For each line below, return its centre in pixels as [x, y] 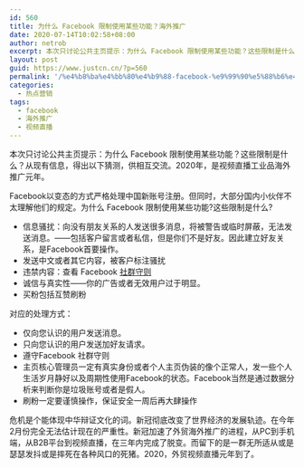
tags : [19, 102]
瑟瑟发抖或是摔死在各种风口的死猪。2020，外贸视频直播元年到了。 [134, 454]
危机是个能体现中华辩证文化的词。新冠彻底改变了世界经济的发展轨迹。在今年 [152, 420]
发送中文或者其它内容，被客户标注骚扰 [94, 260]
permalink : [30, 77]
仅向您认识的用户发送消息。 [74, 333]
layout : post [34, 60]
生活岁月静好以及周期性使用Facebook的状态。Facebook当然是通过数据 [154, 378]
